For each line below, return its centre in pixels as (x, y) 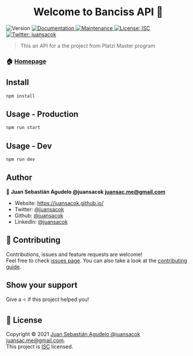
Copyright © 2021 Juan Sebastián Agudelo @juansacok (73, 334)
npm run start (23, 128)
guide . (14, 266)
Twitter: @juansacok (39, 209)
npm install (20, 96)
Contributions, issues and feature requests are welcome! (74, 254)
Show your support (42, 285)
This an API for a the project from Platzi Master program (88, 46)
